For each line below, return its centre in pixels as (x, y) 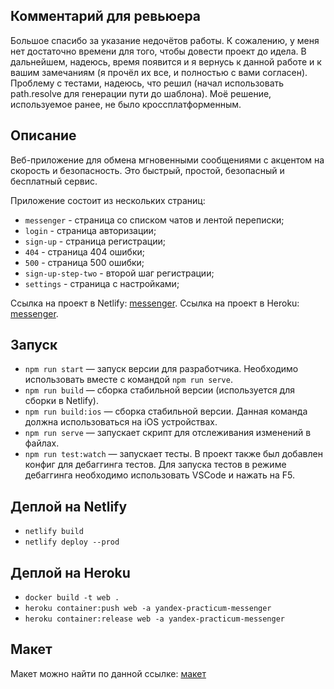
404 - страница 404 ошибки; (85, 251)
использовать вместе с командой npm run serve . (128, 380)
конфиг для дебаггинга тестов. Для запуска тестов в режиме (155, 465)
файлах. (42, 443)
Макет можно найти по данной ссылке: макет (108, 673)
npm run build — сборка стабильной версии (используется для (159, 390)
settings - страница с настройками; (102, 283)
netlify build (54, 532)
